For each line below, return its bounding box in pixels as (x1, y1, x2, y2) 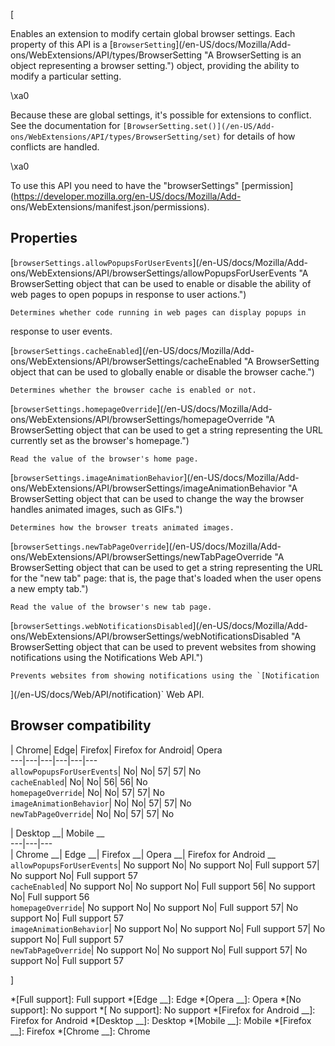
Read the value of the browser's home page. (10, 454, 199, 464)
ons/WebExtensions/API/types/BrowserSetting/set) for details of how (10, 130, 296, 142)
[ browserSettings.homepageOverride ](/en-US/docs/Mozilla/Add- (10, 402, 273, 414)
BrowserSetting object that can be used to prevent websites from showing (10, 640, 317, 653)
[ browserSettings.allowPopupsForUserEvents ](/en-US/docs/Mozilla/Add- (10, 256, 308, 268)
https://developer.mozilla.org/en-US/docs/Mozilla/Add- (13, 190, 242, 202)
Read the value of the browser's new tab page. (10, 602, 213, 612)
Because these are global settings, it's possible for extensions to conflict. (10, 109, 312, 121)
